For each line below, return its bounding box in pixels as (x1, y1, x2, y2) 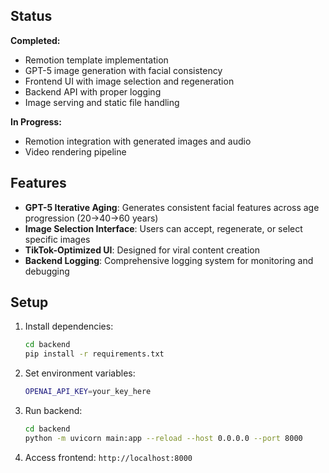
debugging (24, 265, 70, 277)
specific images (24, 233, 91, 245)
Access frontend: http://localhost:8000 (24, 451, 193, 463)
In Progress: (10, 115, 62, 128)
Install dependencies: (24, 320, 114, 333)
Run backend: (24, 405, 83, 417)
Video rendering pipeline (24, 145, 127, 158)
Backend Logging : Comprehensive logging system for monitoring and (24, 254, 314, 266)
